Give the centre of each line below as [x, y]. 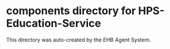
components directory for [71, 11]
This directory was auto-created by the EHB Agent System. [79, 40]
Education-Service [54, 23]
